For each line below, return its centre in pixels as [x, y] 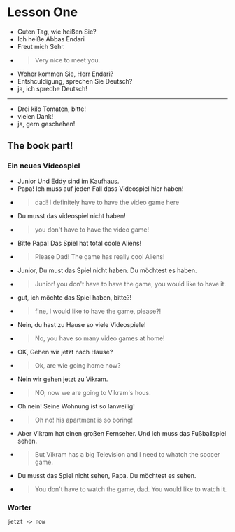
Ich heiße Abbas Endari [51, 39]
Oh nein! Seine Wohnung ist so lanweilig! [76, 406]
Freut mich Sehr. [41, 46]
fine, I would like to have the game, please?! [98, 311]
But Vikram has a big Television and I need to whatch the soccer [127, 454]
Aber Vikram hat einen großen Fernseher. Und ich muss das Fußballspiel [122, 433]
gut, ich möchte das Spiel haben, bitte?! [74, 297]
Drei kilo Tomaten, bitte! [51, 109]
